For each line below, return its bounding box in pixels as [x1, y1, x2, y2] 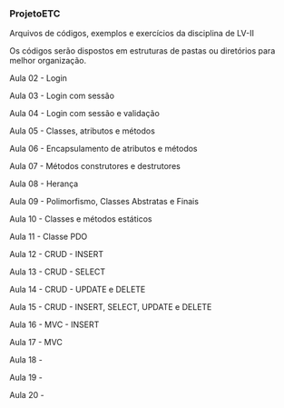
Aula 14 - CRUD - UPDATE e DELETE [9, 284, 146, 295]
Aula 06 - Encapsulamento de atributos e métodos [9, 144, 198, 154]
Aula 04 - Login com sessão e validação [9, 108, 161, 119]
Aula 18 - [9, 354, 43, 365]
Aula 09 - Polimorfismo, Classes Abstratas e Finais [9, 196, 200, 207]
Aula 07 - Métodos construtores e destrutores [9, 161, 181, 172]
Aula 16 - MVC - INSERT [9, 319, 100, 330]
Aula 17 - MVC [9, 337, 64, 348]
